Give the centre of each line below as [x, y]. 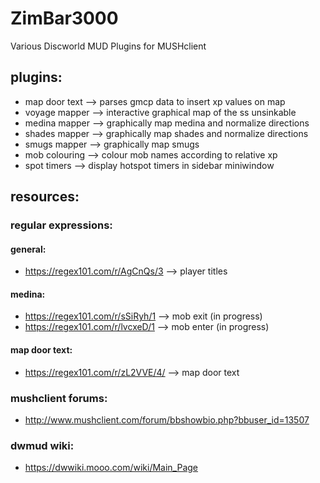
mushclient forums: [59, 398]
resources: [45, 197]
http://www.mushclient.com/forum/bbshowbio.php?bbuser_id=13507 [167, 419]
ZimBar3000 [64, 18]
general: [28, 249]
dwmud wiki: [42, 445]
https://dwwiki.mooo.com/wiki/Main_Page [111, 468]
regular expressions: [61, 225]
